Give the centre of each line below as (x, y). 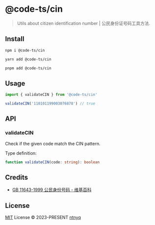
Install (15, 39)
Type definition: (21, 153)
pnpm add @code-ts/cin (28, 68)
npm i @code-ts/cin (25, 50)
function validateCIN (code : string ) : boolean (52, 162)
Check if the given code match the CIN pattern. (53, 143)
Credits (17, 177)
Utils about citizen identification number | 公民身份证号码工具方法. (84, 23)
